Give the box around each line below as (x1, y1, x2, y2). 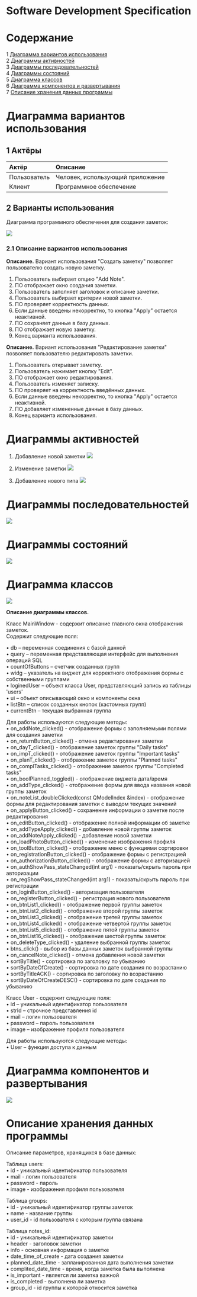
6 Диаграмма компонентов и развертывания (6, 82, 121, 89)
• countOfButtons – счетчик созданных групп (6, 663, 120, 670)
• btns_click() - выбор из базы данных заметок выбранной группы (6, 945, 173, 952)
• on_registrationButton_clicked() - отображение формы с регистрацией (6, 850, 186, 858)
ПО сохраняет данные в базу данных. (14, 320, 111, 327)
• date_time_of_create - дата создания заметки (6, 1253, 124, 1260)
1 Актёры (6, 145, 41, 155)
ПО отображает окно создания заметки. (14, 282, 117, 289)
